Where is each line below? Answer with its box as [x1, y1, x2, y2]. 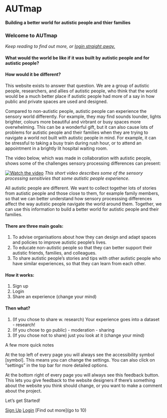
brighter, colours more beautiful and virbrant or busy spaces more [5, 119, 141, 125]
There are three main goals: [5, 223, 64, 229]
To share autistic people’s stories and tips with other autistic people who [12, 255, 161, 261]
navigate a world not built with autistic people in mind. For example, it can [5, 135, 157, 141]
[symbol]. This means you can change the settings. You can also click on [5, 357, 156, 363]
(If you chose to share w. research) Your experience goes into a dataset [12, 316, 160, 322]
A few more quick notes [5, 342, 54, 348]
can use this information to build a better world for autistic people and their [5, 206, 159, 212]
